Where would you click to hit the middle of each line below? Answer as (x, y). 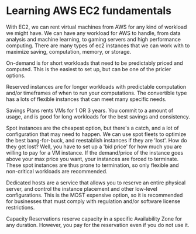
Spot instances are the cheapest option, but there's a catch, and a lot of (93, 128)
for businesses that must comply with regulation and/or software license (93, 201)
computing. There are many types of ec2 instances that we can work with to (98, 46)
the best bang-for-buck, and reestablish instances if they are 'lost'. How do (97, 140)
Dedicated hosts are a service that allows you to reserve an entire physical (96, 183)
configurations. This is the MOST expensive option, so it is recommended (94, 195)
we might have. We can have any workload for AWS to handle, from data (93, 33)
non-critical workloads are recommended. (57, 171)
